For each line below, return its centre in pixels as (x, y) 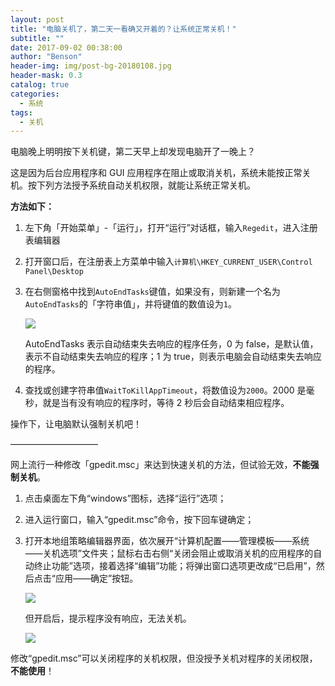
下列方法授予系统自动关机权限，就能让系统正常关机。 (146, 185)
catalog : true (40, 85)
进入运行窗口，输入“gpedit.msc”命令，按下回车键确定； (139, 520)
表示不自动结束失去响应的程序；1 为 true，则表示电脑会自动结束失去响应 (173, 357)
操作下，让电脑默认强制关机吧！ (76, 424)
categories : (35, 94)
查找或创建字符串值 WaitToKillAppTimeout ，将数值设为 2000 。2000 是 (165, 390)
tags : (21, 112)
